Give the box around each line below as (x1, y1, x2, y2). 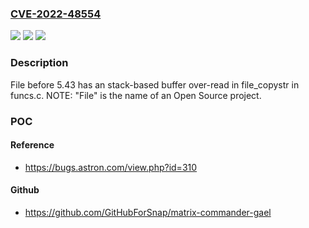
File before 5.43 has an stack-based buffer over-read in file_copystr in (10, 78, 300, 91)
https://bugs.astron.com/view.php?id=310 (24, 161, 198, 173)
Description (10, 56, 69, 70)
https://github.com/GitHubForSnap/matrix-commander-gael (24, 206, 272, 218)
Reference (10, 139, 55, 151)
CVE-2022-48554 (10, 7, 102, 21)
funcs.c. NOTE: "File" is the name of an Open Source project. (10, 89, 262, 101)
